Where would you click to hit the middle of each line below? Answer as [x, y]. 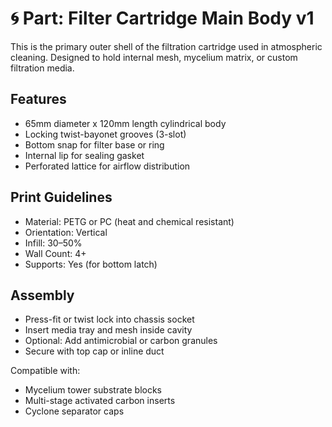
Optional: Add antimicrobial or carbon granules [121, 341]
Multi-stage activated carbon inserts [100, 401]
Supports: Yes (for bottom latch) [91, 264]
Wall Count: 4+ [55, 253]
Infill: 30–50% [53, 243]
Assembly [42, 295]
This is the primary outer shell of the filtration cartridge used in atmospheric [166, 46]
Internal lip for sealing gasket [84, 155]
